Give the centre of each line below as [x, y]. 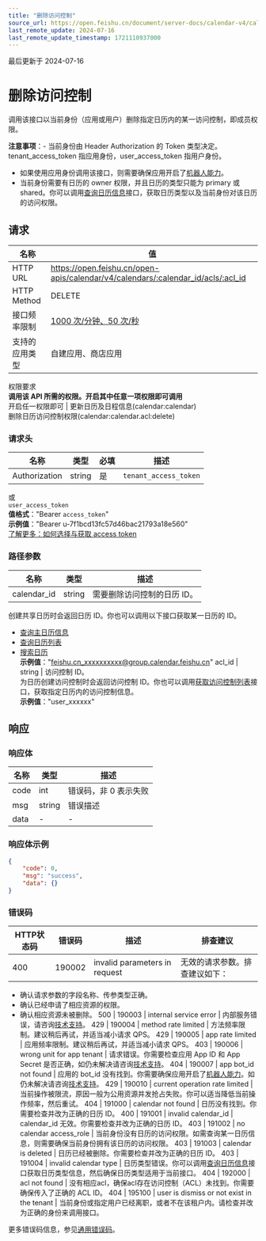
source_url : [28, 23]
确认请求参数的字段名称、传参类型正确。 [85, 995]
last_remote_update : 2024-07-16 [61, 30]
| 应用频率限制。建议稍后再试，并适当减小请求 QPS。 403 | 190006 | [131, 1045]
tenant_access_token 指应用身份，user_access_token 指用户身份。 [117, 156]
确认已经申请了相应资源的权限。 [72, 1005]
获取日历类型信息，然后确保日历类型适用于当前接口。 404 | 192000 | [139, 1173]
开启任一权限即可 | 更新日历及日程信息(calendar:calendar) [102, 406]
